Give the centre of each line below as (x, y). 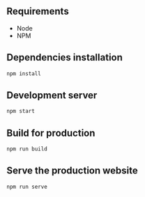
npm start (21, 111)
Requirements (38, 11)
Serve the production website (72, 171)
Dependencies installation (65, 57)
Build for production (51, 133)
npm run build (27, 149)
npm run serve (27, 187)
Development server (52, 95)
